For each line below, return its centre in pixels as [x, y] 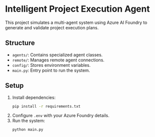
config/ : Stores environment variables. [51, 65]
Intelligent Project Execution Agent [77, 9]
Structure [20, 43]
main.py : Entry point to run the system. [51, 70]
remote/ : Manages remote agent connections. [58, 60]
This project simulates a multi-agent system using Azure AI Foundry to [76, 22]
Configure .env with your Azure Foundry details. [61, 116]
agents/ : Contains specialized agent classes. [57, 55]
